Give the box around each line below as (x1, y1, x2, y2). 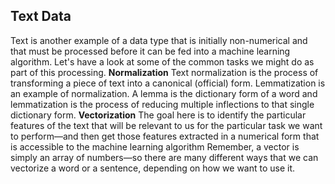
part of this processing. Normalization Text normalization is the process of (10, 66, 319, 78)
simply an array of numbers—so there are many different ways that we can (10, 151, 319, 163)
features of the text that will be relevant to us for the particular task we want (10, 119, 323, 131)
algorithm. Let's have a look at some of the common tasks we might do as (10, 55, 315, 68)
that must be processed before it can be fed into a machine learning (10, 45, 291, 57)
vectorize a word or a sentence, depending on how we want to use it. (10, 162, 296, 174)
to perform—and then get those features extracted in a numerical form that (10, 130, 320, 142)
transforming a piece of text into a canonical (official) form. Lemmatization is (10, 77, 326, 89)
